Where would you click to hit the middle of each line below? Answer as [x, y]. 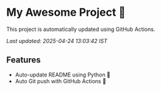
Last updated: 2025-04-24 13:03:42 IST [57, 41]
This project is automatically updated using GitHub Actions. [81, 29]
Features [23, 60]
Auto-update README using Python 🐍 [63, 75]
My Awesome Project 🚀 [66, 12]
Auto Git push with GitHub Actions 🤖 [61, 81]
